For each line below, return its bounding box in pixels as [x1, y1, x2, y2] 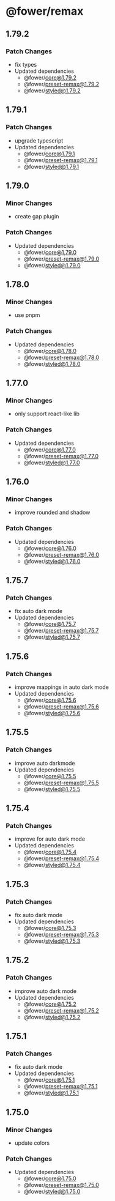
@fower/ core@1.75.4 [23, 849, 77, 856]
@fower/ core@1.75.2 [23, 1000, 77, 1008]
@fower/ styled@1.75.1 [23, 1089, 79, 1096]
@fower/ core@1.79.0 [23, 248, 77, 256]
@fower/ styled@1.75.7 [23, 633, 81, 641]
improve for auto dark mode [14, 835, 86, 842]
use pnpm [14, 311, 40, 319]
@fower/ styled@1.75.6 [23, 709, 81, 716]
